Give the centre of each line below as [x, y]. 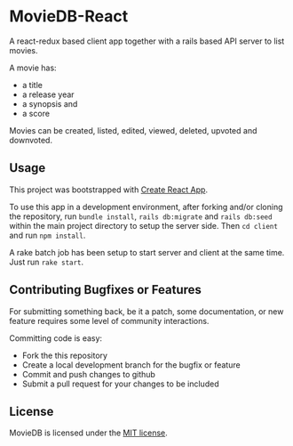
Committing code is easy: [56, 338]
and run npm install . [48, 235]
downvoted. [31, 140]
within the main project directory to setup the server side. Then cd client [143, 225]
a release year [48, 94]
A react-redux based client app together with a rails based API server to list [147, 41]
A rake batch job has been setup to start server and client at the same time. [147, 252]
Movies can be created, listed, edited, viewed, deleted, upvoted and [133, 130]
